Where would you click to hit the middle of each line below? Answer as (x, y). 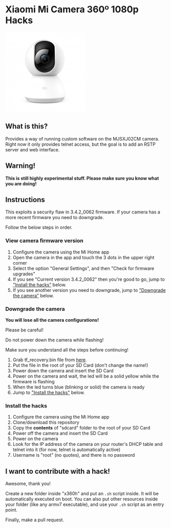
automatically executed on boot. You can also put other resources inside (82, 499)
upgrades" (24, 273)
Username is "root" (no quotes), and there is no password (74, 455)
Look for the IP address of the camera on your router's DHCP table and (88, 444)
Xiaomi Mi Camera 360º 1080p (72, 9)
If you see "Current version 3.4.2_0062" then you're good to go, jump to (89, 279)
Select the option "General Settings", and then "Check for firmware (83, 268)
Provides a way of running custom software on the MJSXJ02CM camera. (82, 139)
